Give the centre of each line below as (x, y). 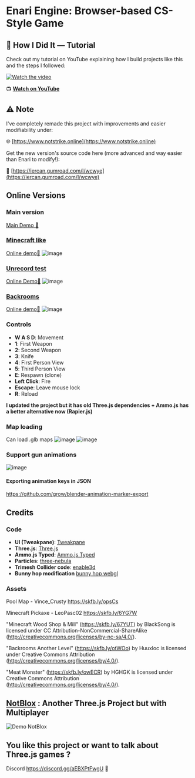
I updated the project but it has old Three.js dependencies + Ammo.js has (97, 405)
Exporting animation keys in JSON (48, 481)
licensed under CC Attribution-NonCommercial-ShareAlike (77, 631)
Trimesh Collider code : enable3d (55, 567)
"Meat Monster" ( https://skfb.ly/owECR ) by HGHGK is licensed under (90, 672)
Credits (20, 513)
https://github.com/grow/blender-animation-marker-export (77, 494)
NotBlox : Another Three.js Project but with (86, 703)
